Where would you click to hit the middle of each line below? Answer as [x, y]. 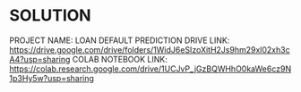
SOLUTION [50, 16]
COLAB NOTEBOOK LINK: [120, 59]
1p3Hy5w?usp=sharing [52, 78]
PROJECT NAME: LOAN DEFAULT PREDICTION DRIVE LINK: [120, 40]
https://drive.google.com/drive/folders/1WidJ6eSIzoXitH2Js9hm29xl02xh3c [150, 49]
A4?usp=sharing [40, 59]
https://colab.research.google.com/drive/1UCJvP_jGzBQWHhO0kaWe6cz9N [150, 69]
